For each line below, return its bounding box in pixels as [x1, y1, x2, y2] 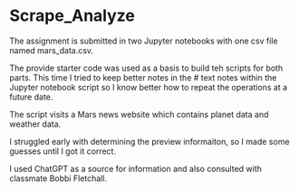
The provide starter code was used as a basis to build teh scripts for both [9, 62, 284, 73]
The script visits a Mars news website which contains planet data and [9, 109, 269, 119]
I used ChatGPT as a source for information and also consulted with [9, 163, 263, 174]
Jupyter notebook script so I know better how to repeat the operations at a [9, 81, 288, 92]
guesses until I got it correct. [9, 146, 116, 157]
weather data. [9, 119, 62, 129]
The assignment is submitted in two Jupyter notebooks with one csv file [9, 35, 278, 46]
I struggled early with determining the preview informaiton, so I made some [9, 136, 290, 147]
